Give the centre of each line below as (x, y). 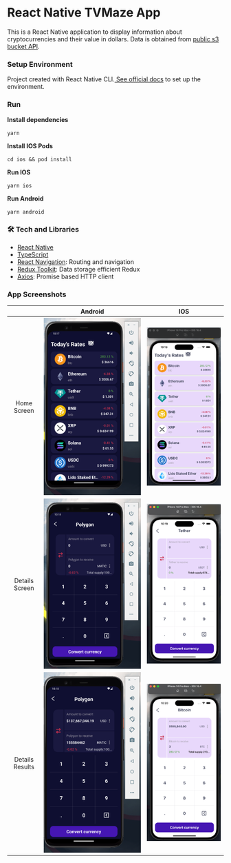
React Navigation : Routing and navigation (75, 262)
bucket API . (23, 46)
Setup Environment (40, 64)
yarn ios (20, 185)
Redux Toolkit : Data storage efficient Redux (78, 269)
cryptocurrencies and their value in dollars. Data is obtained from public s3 (113, 39)
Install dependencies (38, 119)
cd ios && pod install (40, 159)
